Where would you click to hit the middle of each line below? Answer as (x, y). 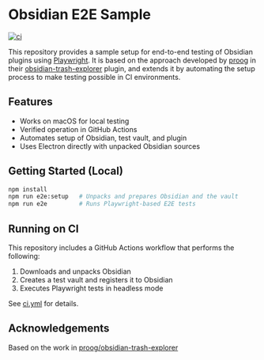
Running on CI (43, 228)
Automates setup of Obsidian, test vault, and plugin (103, 138)
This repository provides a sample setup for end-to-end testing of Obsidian (130, 51)
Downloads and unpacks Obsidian (75, 271)
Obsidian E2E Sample (80, 15)
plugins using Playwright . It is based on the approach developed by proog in (132, 60)
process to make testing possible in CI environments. (94, 77)
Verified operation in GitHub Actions (78, 129)
